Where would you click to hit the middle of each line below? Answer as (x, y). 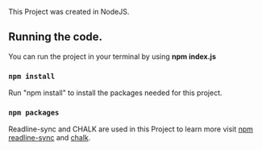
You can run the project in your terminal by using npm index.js (112, 56)
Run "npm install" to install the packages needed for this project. (116, 93)
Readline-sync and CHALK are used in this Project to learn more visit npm (131, 129)
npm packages (34, 113)
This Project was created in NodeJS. (69, 12)
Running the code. (56, 37)
